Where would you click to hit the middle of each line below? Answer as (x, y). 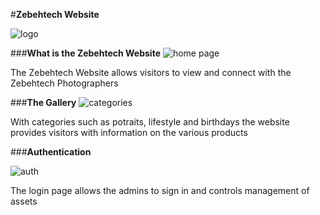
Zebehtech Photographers (64, 83)
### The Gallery (43, 102)
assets (24, 201)
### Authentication (51, 152)
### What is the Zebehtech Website (85, 53)
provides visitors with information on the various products (129, 132)
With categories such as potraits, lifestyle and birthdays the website (150, 122)
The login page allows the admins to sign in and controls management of (160, 190)
